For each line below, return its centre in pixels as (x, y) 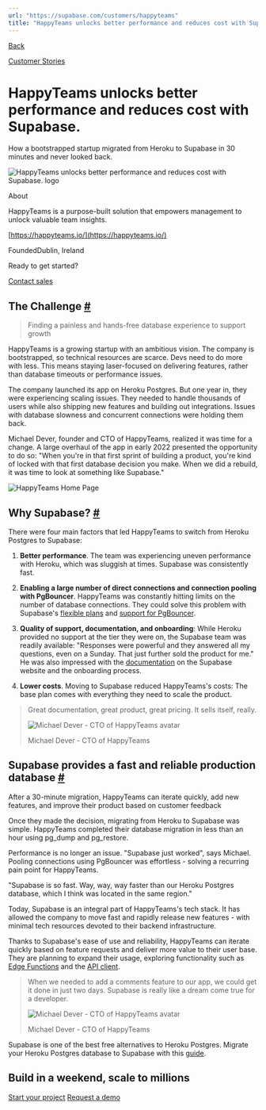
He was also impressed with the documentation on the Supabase (125, 662)
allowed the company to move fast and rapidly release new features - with (129, 917)
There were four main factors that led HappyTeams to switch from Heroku (129, 532)
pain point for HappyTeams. (53, 870)
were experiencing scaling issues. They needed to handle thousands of (125, 398)
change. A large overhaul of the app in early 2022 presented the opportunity (133, 447)
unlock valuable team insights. (58, 220)
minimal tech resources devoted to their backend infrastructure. (112, 925)
